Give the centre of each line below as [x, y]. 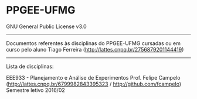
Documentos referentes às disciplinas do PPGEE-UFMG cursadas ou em [93, 43]
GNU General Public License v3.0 [46, 26]
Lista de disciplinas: [30, 66]
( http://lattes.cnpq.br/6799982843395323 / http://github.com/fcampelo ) [94, 84]
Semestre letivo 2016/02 [36, 90]
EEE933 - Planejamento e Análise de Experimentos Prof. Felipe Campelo [93, 77]
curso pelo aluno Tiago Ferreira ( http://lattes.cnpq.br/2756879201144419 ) [95, 49]
